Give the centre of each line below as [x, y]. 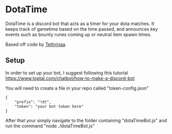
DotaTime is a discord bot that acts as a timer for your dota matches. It [80, 24]
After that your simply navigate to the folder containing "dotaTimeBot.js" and [86, 120]
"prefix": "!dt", [33, 102]
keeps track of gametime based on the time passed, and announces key [82, 29]
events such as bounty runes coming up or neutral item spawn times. [78, 34]
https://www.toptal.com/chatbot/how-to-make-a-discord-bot [70, 78]
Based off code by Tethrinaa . [36, 44]
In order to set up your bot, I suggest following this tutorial [67, 73]
